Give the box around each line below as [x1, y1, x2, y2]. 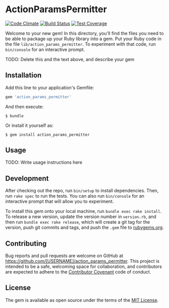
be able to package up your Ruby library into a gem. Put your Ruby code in [5, 36, 162, 42]
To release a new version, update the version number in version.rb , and [5, 213, 157, 220]
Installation [5, 71, 42, 80]
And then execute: [5, 103, 44, 110]
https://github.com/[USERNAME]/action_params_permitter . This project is [5, 258, 160, 264]
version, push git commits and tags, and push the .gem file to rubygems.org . [5, 225, 164, 231]
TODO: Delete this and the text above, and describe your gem [5, 56, 135, 62]
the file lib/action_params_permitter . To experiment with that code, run [5, 41, 156, 47]
